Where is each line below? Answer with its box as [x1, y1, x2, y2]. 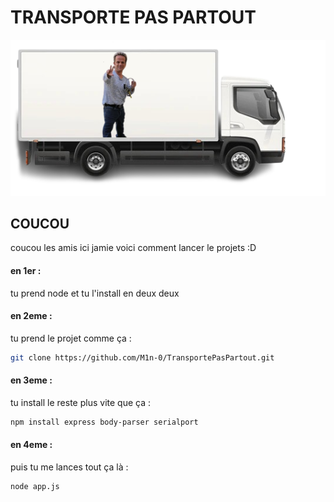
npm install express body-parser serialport [10, 417, 199, 427]
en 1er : [10, 264, 42, 276]
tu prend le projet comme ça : [10, 332, 132, 344]
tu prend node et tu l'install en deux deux [10, 287, 180, 299]
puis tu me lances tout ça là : [10, 461, 129, 473]
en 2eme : [10, 310, 53, 322]
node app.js [10, 481, 60, 491]
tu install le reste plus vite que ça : [10, 396, 151, 408]
